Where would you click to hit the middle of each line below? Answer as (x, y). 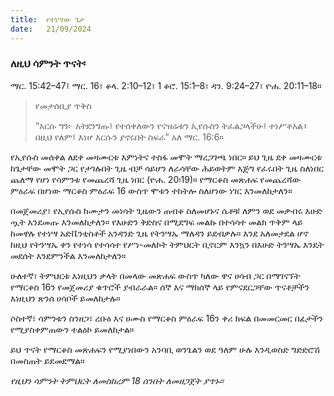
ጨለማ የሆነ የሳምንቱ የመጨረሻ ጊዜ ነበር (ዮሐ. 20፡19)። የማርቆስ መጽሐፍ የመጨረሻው (156, 179)
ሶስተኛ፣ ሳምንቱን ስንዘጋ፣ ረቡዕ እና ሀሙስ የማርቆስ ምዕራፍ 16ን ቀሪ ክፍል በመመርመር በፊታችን (166, 318)
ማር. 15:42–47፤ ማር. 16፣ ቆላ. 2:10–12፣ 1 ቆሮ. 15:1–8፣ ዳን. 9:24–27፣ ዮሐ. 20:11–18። (166, 85)
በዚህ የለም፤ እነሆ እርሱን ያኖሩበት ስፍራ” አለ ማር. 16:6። (129, 137)
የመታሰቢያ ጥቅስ (63, 105)
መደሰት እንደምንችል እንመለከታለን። (68, 255)
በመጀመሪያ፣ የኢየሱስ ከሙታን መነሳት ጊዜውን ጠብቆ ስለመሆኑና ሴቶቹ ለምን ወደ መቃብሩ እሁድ (166, 210)
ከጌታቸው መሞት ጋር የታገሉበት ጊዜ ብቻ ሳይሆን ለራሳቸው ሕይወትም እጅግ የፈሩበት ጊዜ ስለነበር (167, 168)
